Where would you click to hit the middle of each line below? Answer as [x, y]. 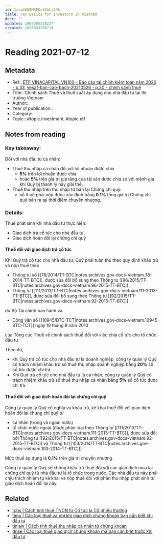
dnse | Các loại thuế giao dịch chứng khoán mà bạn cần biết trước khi [82, 531]
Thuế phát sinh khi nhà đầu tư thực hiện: [46, 223]
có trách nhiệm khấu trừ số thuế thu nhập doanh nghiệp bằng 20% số [83, 364]
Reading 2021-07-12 [47, 52]
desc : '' [14, 19]
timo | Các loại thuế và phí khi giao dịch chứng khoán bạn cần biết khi [82, 516]
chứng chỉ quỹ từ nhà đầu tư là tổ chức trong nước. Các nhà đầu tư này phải [81, 473]
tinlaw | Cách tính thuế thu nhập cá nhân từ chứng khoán [70, 526]
